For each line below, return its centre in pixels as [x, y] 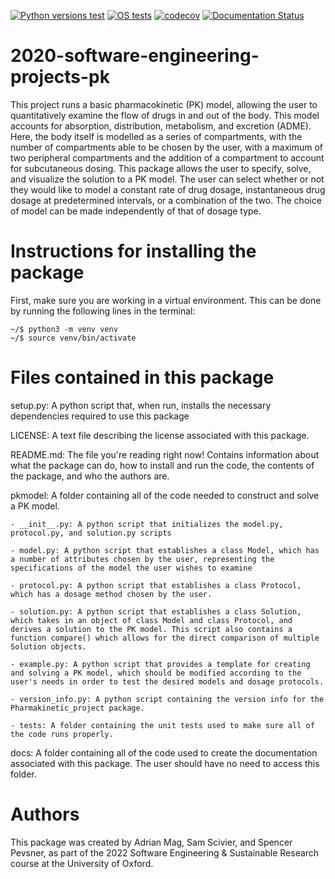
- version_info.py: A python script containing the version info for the [167, 699]
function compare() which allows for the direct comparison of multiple [165, 638]
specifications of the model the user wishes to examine [131, 568]
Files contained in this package [142, 377]
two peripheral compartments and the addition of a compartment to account [167, 157]
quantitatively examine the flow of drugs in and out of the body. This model [165, 115]
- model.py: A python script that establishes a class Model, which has [165, 550]
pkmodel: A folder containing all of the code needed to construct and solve [165, 495]
